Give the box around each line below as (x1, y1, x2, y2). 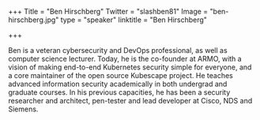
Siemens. (8, 104, 39, 114)
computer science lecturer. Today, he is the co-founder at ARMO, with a (8, 54, 243, 63)
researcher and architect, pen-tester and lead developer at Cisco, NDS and (8, 96, 253, 105)
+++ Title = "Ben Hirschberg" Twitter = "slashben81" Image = (8, 7, 209, 16)
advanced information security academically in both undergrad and (8, 79, 228, 88)
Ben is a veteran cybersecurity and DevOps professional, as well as (8, 46, 228, 54)
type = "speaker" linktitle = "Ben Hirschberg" (60, 15, 208, 24)
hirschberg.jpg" (8, 15, 59, 24)
